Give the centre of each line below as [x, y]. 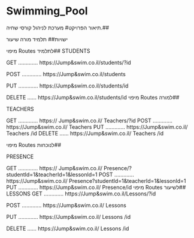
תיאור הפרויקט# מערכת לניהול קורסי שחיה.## [58, 28]
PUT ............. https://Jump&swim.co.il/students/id [67, 86]
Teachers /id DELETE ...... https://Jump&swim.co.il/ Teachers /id [85, 133]
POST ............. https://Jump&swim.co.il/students [66, 74]
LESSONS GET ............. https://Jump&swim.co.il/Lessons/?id [81, 194]
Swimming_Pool [47, 11]
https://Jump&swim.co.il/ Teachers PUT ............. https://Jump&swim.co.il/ [97, 126]
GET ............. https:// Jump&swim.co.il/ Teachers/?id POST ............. [89, 120]
